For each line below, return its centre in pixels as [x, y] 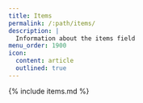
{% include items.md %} [49, 91]
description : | [34, 31]
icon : [17, 53]
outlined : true [41, 68]
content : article [45, 61]
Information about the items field [76, 38]
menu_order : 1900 [38, 46]
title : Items [30, 16]
